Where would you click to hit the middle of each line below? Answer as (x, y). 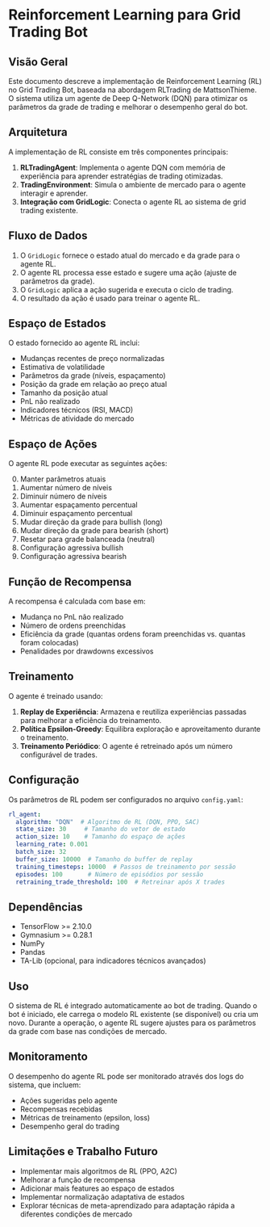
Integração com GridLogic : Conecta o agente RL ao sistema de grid (133, 202)
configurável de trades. (59, 754)
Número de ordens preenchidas (73, 626)
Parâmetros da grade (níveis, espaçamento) (93, 376)
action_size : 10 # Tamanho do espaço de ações (100, 837)
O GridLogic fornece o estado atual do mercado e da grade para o (130, 255)
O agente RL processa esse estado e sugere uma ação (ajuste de (128, 272)
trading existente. (49, 210)
